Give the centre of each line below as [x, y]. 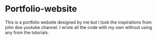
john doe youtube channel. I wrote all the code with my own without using [79, 27]
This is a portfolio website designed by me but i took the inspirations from [78, 22]
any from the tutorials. [27, 32]
